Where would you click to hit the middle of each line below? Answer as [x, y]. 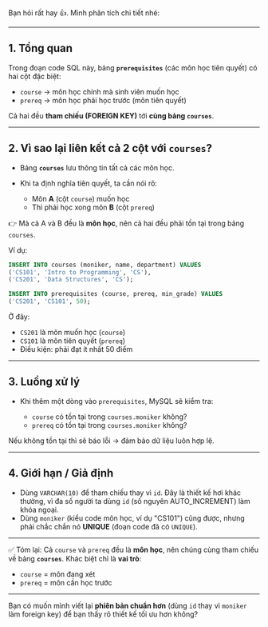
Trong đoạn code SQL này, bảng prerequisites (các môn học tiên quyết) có [133, 67]
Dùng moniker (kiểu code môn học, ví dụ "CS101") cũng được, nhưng [132, 518]
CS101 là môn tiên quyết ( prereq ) [73, 341]
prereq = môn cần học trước [66, 582]
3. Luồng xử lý [44, 382]
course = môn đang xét [57, 574]
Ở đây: [19, 317]
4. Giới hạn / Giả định [61, 473]
